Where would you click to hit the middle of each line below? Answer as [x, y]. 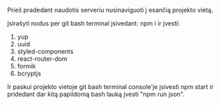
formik [26, 66]
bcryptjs [29, 73]
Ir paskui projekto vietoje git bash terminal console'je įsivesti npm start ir [110, 87]
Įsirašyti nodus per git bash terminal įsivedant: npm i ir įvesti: [94, 23]
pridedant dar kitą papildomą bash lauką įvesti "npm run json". [96, 94]
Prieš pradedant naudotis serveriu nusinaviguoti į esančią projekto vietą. [110, 10]
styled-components [45, 51]
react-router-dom [42, 59]
